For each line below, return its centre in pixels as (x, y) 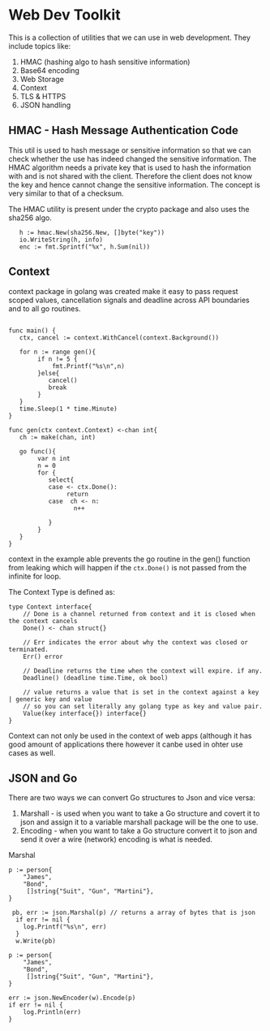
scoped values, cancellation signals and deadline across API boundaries (129, 300)
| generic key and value (50, 699)
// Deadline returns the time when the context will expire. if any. (143, 671)
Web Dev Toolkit (64, 15)
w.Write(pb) (36, 941)
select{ (61, 480)
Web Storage (42, 79)
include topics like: (40, 45)
